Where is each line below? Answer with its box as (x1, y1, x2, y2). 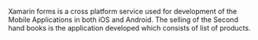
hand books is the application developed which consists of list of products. (8, 24, 251, 32)
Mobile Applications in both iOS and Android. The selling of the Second (8, 15, 238, 24)
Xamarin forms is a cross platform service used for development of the (8, 7, 238, 16)
